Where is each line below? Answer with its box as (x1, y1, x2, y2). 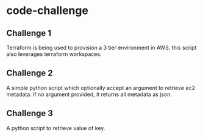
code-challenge (6, 4, 88, 18)
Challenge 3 (6, 108, 54, 119)
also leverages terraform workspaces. (6, 50, 102, 58)
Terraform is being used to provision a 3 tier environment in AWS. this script (6, 44, 197, 51)
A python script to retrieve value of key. (6, 124, 105, 131)
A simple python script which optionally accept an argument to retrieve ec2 (6, 84, 196, 91)
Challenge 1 (6, 28, 52, 38)
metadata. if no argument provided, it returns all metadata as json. (6, 91, 173, 98)
